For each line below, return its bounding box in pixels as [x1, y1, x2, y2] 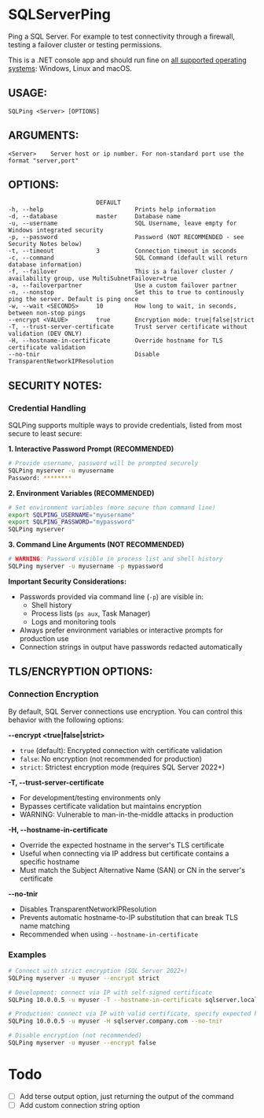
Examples [8, 948, 47, 960]
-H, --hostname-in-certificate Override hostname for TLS [8, 337, 223, 345]
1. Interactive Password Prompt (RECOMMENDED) [8, 444, 174, 454]
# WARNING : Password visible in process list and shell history [8, 555, 223, 563]
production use [19, 633, 69, 643]
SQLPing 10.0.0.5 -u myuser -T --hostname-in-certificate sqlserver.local [8, 996, 258, 1004]
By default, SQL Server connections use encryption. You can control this [8, 706, 243, 716]
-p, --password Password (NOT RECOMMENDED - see [8, 233, 244, 241]
